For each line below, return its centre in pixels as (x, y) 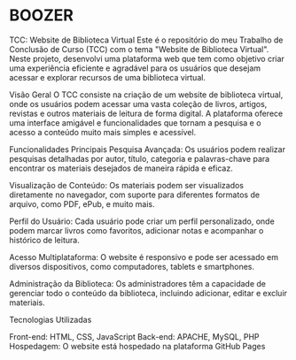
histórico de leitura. (44, 240)
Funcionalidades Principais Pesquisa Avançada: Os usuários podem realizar (148, 149)
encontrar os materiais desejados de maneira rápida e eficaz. (121, 168)
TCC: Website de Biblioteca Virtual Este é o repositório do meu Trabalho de (146, 40)
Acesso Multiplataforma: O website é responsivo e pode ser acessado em (144, 257)
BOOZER (41, 15)
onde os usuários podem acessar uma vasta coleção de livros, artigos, (138, 103)
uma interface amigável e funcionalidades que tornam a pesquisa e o (135, 123)
